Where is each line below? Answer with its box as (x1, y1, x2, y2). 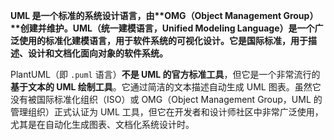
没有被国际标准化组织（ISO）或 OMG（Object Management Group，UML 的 (10, 94, 323, 105)
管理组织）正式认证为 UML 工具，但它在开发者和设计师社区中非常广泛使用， (10, 106, 324, 118)
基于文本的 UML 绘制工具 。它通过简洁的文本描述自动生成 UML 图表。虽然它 (10, 81, 322, 93)
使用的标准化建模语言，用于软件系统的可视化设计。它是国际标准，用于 (18, 35, 308, 46)
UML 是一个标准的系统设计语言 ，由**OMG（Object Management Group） (10, 10, 319, 21)
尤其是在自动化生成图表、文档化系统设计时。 (10, 119, 195, 130)
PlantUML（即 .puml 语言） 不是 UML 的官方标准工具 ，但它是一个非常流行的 (10, 69, 321, 80)
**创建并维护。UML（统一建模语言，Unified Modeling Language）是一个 (10, 22, 315, 34)
